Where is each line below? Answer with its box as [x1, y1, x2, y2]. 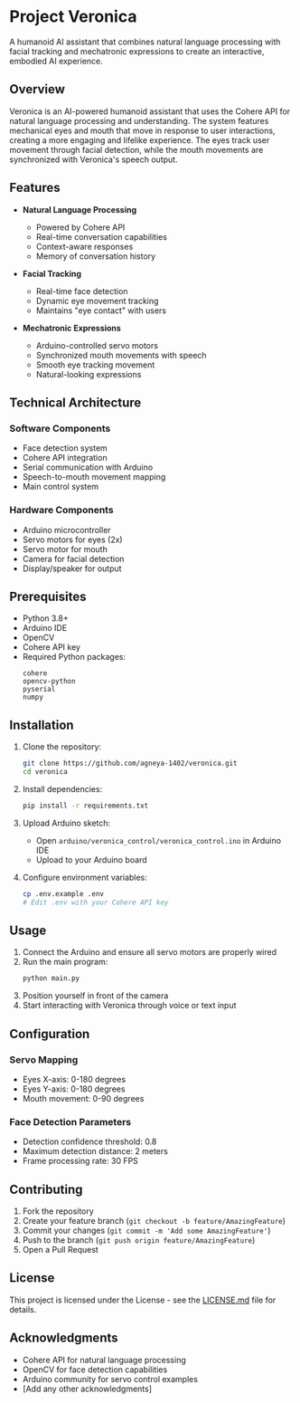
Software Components [9, 422, 111, 434]
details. [9, 1303, 37, 1314]
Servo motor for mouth [22, 543, 108, 554]
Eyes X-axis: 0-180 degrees [22, 1074, 127, 1084]
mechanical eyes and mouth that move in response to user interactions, [9, 125, 276, 136]
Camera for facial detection [22, 553, 125, 564]
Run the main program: [22, 957, 108, 968]
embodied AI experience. [9, 55, 104, 66]
